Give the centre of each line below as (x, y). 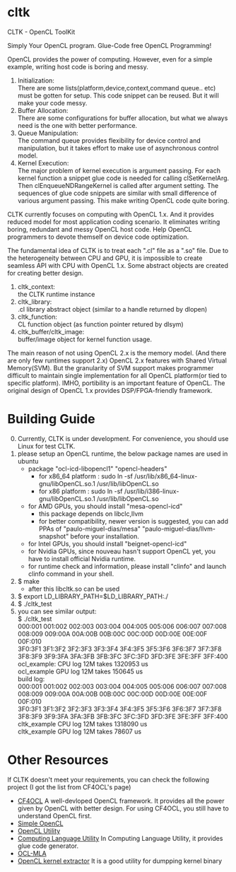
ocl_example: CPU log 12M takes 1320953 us (83, 664)
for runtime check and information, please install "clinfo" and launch (127, 566)
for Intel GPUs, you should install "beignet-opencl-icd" (107, 543)
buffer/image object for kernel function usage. (85, 339)
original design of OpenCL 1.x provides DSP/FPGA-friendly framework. (110, 390)
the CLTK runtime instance (56, 294)
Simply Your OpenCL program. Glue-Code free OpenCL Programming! (110, 45)
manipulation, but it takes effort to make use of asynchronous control (118, 148)
